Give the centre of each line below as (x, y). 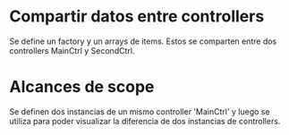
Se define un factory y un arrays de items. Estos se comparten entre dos (143, 41)
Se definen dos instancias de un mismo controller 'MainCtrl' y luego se (140, 111)
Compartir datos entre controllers (137, 17)
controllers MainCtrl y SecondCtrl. (72, 50)
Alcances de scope (82, 87)
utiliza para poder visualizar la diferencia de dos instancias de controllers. (145, 121)
